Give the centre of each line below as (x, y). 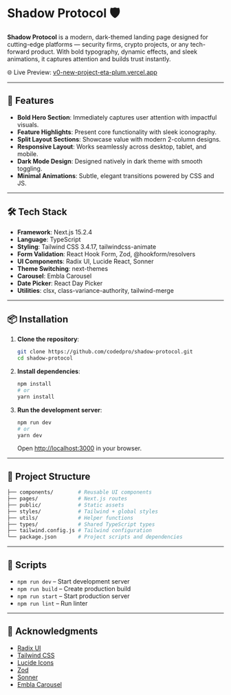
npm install (34, 384)
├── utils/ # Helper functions (70, 518)
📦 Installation (38, 319)
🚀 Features (31, 101)
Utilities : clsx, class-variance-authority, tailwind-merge (95, 290)
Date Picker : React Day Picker (60, 283)
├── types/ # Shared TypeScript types (81, 524)
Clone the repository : (48, 339)
